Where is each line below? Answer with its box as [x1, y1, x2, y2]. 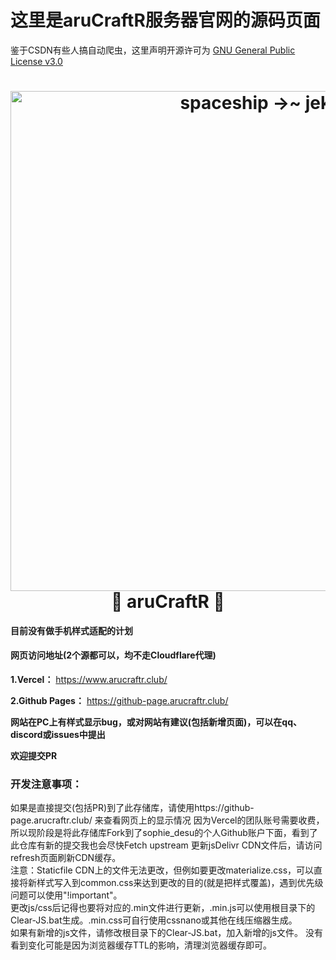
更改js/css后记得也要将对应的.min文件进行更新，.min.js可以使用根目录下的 [10, 902, 316, 914]
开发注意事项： [10, 777, 83, 791]
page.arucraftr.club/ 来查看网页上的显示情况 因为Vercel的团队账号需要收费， [10, 814, 325, 826]
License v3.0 [10, 55, 63, 67]
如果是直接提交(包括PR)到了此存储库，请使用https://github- [10, 802, 255, 814]
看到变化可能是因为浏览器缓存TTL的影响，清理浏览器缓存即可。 [10, 939, 272, 951]
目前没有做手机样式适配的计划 [10, 624, 133, 636]
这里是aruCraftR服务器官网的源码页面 [10, 9, 321, 32]
